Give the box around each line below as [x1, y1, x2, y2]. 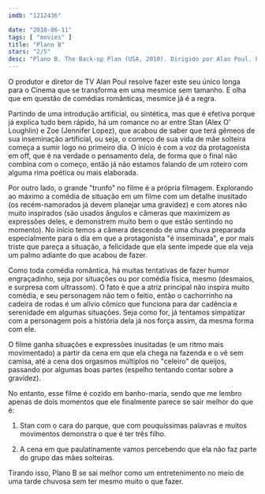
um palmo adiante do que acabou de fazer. [8, 251, 148, 259]
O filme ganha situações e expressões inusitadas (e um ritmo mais [8, 340, 224, 349]
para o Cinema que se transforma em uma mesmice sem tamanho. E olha [8, 85, 247, 95]
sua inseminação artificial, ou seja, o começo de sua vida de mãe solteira [8, 134, 246, 143]
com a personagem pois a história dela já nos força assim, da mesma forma [8, 316, 254, 325]
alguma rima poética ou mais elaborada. [8, 168, 139, 177]
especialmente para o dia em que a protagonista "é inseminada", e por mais [8, 234, 255, 243]
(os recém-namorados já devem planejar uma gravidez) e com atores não [8, 200, 248, 209]
